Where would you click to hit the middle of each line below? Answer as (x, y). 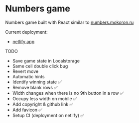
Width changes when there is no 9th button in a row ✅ (68, 93)
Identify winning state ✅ (37, 82)
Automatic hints (28, 76)
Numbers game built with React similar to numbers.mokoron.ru (69, 22)
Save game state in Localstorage (46, 61)
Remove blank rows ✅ (35, 87)
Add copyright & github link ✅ (43, 104)
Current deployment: (26, 32)
